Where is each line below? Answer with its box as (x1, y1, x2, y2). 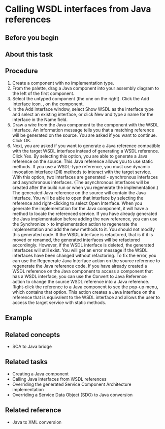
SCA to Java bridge (12, 343, 52, 349)
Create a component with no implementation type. (12, 80, 114, 86)
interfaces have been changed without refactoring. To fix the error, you (12, 252, 157, 258)
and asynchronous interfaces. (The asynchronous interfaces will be (12, 179, 150, 185)
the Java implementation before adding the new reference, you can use (12, 215, 158, 222)
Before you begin (5, 33, 59, 42)
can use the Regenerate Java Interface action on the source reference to (12, 257, 160, 264)
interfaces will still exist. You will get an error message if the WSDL (12, 247, 148, 253)
